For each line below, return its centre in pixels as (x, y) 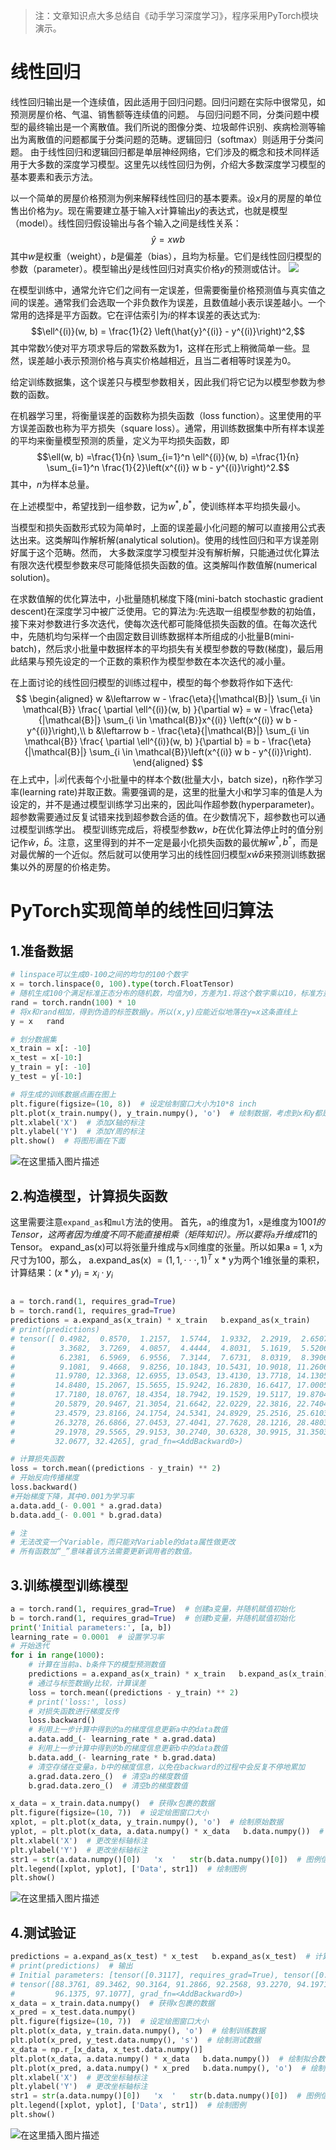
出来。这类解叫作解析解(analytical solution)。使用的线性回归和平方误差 (164, 540)
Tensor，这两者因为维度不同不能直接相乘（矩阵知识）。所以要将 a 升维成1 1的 (164, 1234)
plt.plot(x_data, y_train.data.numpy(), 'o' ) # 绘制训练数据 (138, 2031)
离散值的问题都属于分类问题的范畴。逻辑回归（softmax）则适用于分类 (171, 139)
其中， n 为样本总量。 (52, 484)
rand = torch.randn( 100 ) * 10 (73, 1002)
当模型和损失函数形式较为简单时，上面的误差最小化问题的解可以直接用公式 (163, 527)
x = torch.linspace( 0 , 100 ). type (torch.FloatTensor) (122, 984)
